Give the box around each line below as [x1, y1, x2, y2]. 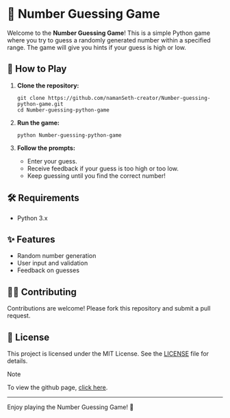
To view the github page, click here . [7, 383, 108, 391]
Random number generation [16, 252, 97, 260]
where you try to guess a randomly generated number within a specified [7, 36, 211, 44]
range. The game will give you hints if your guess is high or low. [7, 43, 187, 51]
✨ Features [7, 233, 55, 245]
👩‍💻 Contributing [7, 286, 77, 298]
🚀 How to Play [7, 63, 67, 75]
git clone [16, 94, 46, 101]
